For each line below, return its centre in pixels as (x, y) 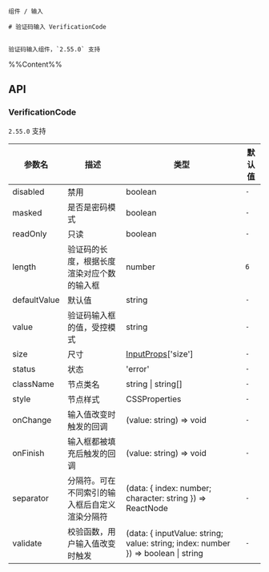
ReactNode (147, 508)
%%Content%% (35, 64)
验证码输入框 (92, 315)
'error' (138, 369)
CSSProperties (154, 399)
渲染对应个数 (92, 273)
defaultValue (36, 300)
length (24, 267)
